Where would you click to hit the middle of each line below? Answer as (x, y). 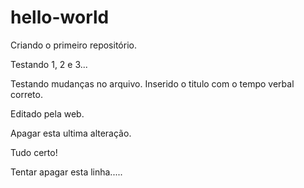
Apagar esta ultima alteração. (71, 133)
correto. (26, 94)
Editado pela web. (47, 113)
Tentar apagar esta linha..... (66, 172)
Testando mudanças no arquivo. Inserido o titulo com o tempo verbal (152, 83)
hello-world (60, 17)
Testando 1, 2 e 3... (49, 64)
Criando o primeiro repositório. (73, 45)
